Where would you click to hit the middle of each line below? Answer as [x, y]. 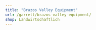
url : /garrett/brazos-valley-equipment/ [49, 15]
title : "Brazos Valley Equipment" [42, 10]
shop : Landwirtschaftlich [32, 19]
